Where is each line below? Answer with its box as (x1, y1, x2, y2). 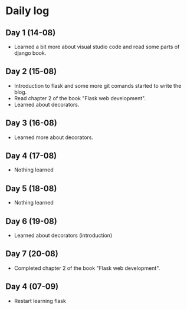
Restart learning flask (14, 297, 66, 304)
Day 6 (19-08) (5, 216, 57, 226)
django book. (14, 50, 47, 57)
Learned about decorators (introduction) (14, 232, 113, 239)
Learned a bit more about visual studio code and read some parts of (14, 43, 180, 50)
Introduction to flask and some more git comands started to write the (14, 82, 182, 89)
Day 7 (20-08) (5, 249, 58, 259)
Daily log (5, 4, 50, 18)
